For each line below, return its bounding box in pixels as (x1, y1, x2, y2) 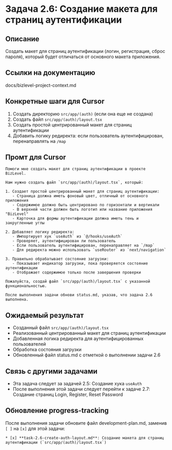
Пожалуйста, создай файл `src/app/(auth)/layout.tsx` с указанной (5, 279, 150, 284)
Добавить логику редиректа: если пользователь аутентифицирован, (12, 132, 164, 139)
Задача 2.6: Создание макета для (5, 3, 158, 15)
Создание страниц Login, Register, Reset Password (12, 391, 123, 398)
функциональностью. (5, 283, 47, 289)
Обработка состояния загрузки (12, 347, 82, 353)
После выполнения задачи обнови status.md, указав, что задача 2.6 (5, 293, 153, 298)
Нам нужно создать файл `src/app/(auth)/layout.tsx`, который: (5, 180, 144, 185)
